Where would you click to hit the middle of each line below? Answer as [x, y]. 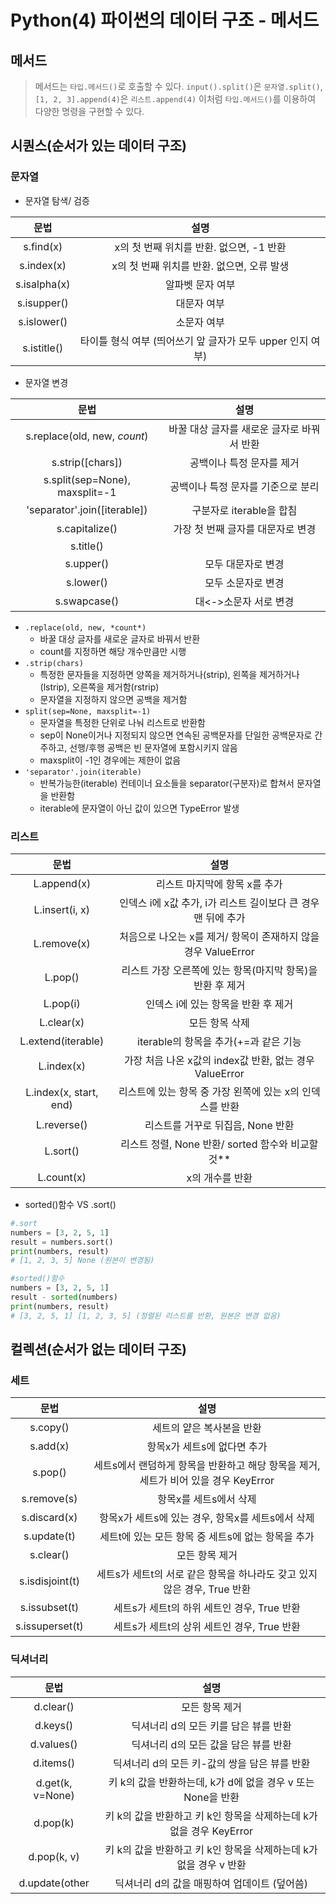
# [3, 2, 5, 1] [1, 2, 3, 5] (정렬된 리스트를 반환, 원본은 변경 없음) [146, 1316]
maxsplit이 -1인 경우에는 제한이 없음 [110, 760]
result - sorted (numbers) [64, 1297]
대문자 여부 [200, 303]
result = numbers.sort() [62, 1242]
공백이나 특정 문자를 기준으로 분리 [244, 486]
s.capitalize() [87, 528]
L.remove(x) [62, 943]
